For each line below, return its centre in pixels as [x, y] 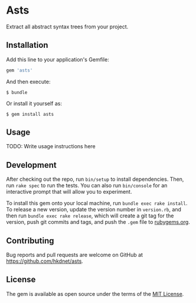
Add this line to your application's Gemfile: [58, 59]
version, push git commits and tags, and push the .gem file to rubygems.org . [98, 222]
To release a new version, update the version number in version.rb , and [94, 210]
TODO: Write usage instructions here [51, 146]
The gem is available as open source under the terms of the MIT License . [95, 294]
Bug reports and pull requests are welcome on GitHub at [75, 255]
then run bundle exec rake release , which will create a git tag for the [90, 216]
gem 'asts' [19, 70]
